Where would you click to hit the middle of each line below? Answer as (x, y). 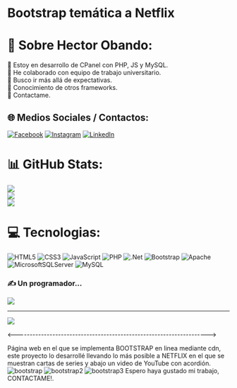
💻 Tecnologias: (54, 233)
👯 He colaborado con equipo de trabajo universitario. (84, 73)
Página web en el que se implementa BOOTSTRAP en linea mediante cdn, (114, 348)
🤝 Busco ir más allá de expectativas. (60, 80)
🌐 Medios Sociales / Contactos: (78, 117)
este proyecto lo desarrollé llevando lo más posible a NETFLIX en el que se (116, 356)
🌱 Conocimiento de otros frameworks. (62, 88)
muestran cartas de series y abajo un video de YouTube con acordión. (109, 363)
